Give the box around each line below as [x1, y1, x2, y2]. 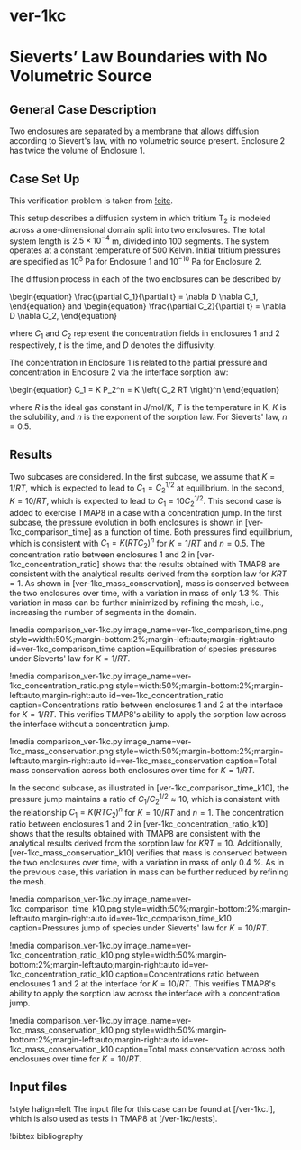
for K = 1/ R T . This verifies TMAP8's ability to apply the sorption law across [9, 709, 287, 720]
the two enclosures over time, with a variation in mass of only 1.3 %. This [9, 588, 280, 599]
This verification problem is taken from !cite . [9, 195, 173, 206]
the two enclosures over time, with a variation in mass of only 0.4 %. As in [9, 856, 285, 867]
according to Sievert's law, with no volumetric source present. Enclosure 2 [9, 136, 286, 146]
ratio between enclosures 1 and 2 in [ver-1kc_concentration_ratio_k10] [9, 818, 269, 829]
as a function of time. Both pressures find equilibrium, [93, 526, 293, 538]
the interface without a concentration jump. [9, 719, 170, 730]
